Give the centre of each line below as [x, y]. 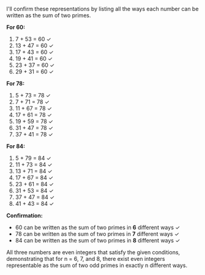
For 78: [16, 83]
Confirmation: [24, 216]
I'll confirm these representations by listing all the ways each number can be [102, 9]
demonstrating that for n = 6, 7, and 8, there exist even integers [86, 259]
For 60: [16, 27]
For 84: [16, 146]
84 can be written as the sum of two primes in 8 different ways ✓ [98, 240]
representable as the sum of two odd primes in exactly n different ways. [97, 265]
